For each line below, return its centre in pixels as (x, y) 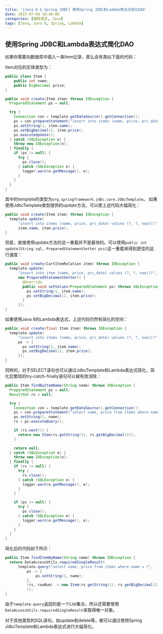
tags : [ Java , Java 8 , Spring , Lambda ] (44, 23)
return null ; (27, 448)
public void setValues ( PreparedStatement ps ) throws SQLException (91, 287)
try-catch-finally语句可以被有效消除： (64, 376)
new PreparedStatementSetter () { (52, 278)
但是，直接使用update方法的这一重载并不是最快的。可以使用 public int (76, 242)
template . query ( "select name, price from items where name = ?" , (85, 567)
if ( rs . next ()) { (31, 430)
